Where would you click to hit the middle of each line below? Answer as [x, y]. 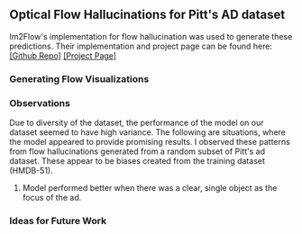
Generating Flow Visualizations [79, 78]
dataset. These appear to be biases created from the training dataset [137, 161]
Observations [40, 103]
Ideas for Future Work [58, 220]
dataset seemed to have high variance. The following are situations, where [147, 132]
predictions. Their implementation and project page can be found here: [141, 46]
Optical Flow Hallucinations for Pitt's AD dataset [147, 15]
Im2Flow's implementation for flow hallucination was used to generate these [151, 36]
